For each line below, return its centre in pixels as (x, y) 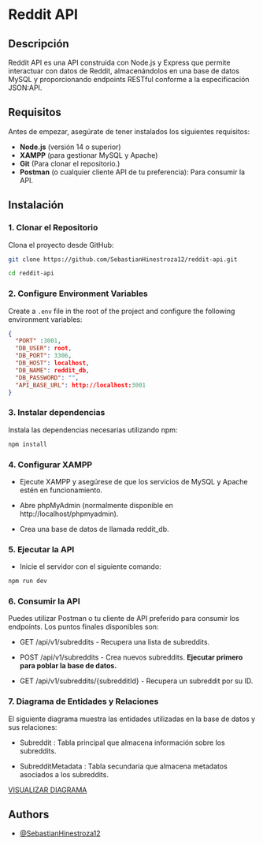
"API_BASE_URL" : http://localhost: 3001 (81, 385)
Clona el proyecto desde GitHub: (61, 245)
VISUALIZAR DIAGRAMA (48, 790)
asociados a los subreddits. (64, 774)
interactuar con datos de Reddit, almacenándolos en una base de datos (124, 71)
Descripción (39, 44)
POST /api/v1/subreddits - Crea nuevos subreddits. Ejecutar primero (131, 657)
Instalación (36, 206)
